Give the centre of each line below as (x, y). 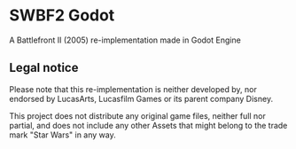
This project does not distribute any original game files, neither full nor (137, 115)
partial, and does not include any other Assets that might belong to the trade (148, 125)
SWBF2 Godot (62, 16)
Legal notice (44, 68)
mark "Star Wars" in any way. (63, 135)
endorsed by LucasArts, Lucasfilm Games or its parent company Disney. (141, 98)
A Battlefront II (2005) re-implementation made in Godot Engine (125, 40)
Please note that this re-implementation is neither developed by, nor (133, 89)
